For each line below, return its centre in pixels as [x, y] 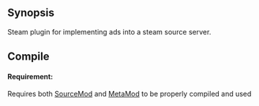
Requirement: [30, 76]
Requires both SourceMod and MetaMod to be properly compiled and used [129, 94]
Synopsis [31, 13]
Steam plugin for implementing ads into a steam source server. [109, 31]
